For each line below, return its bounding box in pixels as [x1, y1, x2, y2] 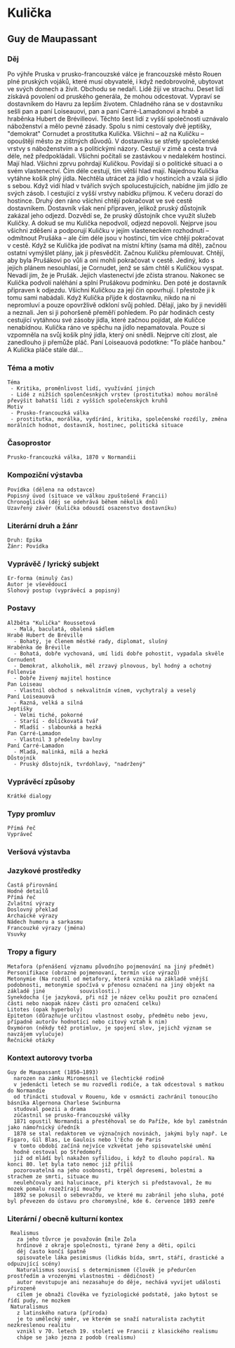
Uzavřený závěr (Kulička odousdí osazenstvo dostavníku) [7, 504, 177, 511]
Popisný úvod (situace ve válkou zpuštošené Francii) [7, 492, 168, 499]
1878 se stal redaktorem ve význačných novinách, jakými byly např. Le [13, 1131, 228, 1138]
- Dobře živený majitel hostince [13, 675, 112, 682]
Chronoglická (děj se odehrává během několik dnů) [7, 498, 159, 506]
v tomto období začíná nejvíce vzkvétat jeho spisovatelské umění [13, 1143, 212, 1150]
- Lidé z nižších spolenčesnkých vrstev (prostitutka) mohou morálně [10, 391, 218, 398]
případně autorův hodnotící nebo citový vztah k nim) [7, 1018, 168, 1025]
